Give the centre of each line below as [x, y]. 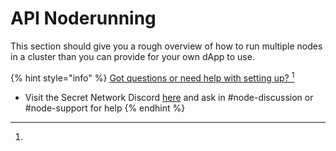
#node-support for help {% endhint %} [105, 108]
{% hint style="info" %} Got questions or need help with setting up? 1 [152, 77]
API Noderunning [83, 18]
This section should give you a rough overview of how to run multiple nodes [166, 46]
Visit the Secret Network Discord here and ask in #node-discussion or [169, 97]
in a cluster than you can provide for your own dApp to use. [132, 56]
